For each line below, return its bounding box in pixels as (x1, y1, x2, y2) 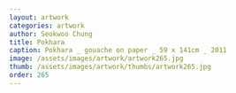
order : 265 (9, 71, 49, 80)
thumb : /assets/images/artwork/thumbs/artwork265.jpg (9, 63, 212, 72)
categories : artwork (9, 21, 86, 30)
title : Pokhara (9, 37, 65, 47)
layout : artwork (9, 12, 69, 22)
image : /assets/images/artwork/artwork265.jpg (9, 54, 184, 63)
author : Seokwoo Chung (9, 29, 93, 38)
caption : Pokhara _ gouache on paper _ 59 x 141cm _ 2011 (9, 46, 227, 55)
